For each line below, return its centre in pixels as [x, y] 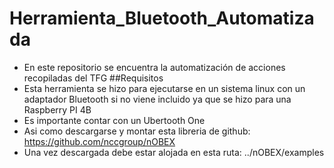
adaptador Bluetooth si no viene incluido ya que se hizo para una [157, 99]
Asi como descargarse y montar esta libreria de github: [137, 131]
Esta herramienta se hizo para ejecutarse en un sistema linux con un [164, 88]
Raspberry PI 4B [57, 109]
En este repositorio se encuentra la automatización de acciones [154, 67]
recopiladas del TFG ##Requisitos [93, 78]
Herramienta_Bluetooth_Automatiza [162, 18]
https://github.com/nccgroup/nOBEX [99, 141]
